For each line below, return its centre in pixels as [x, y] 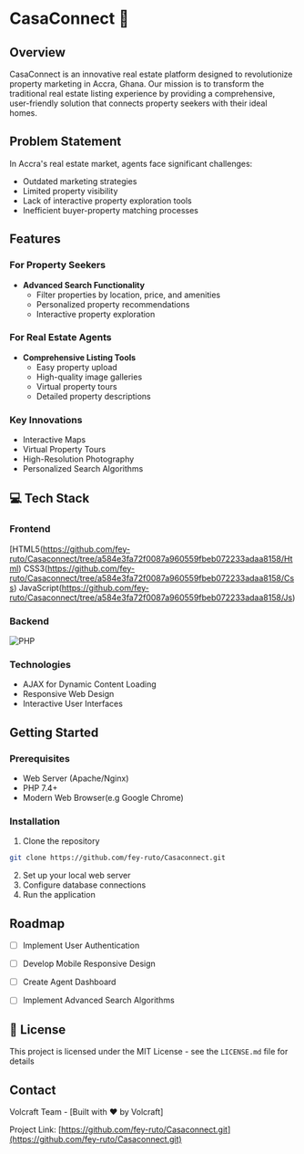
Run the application [59, 895]
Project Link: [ [35, 1129]
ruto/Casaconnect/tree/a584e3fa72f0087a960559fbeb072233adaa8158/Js [151, 598]
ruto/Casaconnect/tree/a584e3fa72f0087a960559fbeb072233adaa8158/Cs [152, 577]
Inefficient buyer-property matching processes [110, 210]
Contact [33, 1090]
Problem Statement [66, 142]
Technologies [40, 665]
